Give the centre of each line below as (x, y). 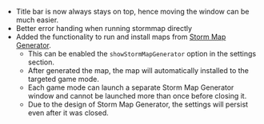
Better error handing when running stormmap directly (104, 28)
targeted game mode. (64, 79)
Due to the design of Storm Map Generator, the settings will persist (138, 104)
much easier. (37, 20)
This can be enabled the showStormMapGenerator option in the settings (142, 54)
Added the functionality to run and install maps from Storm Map (121, 37)
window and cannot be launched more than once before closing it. (137, 96)
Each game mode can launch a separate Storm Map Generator (131, 87)
